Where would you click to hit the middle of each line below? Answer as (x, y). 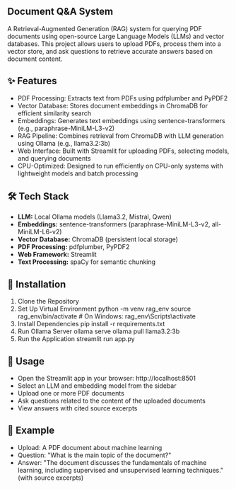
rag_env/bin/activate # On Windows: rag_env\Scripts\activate (107, 316)
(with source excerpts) (51, 478)
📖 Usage (26, 361)
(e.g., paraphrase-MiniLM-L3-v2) (66, 128)
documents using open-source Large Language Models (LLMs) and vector (116, 36)
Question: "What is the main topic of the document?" (94, 455)
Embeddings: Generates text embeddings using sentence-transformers (121, 120)
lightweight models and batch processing (78, 173)
